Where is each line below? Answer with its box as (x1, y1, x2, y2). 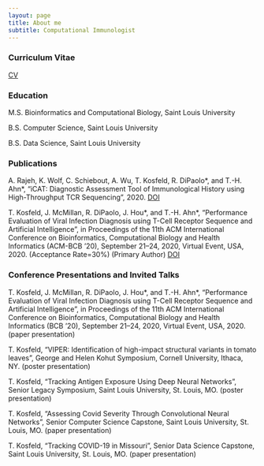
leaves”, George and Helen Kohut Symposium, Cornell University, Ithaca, (8, 352, 244, 363)
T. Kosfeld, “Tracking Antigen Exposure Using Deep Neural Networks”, (8, 376, 236, 386)
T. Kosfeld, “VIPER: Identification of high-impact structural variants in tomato (8, 345, 257, 354)
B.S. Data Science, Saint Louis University (8, 138, 141, 147)
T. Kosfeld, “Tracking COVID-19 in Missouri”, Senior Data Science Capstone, (8, 441, 255, 450)
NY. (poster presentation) (8, 361, 91, 371)
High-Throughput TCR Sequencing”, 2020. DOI (8, 192, 160, 202)
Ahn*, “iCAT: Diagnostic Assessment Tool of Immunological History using (8, 185, 245, 194)
